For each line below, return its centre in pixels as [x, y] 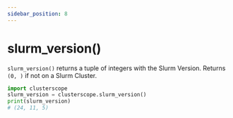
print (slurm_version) [39, 101]
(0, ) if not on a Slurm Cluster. [52, 75]
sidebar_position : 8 [38, 14]
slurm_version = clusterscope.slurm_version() [77, 95]
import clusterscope [38, 88]
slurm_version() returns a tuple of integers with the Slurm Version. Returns [116, 68]
